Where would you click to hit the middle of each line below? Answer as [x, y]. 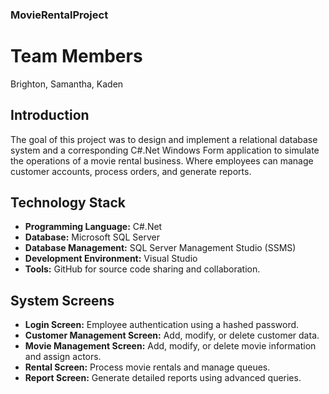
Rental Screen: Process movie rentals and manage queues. [147, 367]
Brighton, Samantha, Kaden [67, 84]
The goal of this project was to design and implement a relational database [164, 139]
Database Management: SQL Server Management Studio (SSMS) [160, 248]
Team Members [76, 56]
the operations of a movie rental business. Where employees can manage [162, 160]
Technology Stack [68, 203]
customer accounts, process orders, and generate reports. [131, 171]
